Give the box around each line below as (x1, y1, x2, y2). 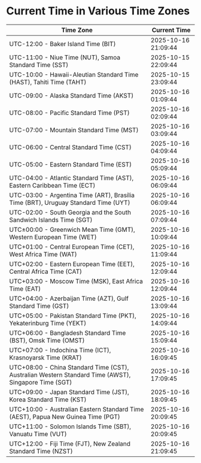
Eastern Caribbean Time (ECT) (9, 181, 96, 189)
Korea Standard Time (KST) (9, 395, 87, 404)
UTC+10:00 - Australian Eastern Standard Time (9, 405, 144, 413)
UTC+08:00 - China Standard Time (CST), (9, 363, 129, 371)
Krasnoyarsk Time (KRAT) (9, 353, 82, 362)
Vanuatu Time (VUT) (9, 429, 67, 438)
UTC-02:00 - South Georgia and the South (9, 208, 132, 216)
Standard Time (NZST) (9, 447, 73, 455)
